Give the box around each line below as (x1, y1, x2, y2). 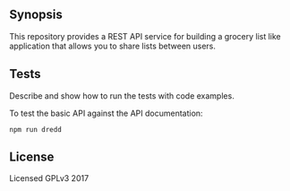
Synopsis (9, 7, 63, 22)
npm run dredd (9, 125, 63, 134)
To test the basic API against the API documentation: (9, 108, 203, 118)
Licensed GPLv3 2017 (9, 173, 90, 184)
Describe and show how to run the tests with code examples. (9, 90, 235, 101)
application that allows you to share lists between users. (9, 40, 217, 51)
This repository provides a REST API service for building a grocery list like (9, 30, 282, 41)
